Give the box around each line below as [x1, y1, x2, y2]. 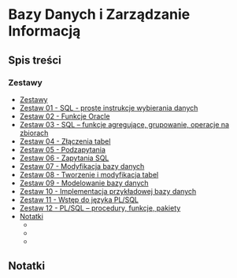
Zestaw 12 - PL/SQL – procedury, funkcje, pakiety [19, 203, 181, 213]
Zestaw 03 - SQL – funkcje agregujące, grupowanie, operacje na [19, 119, 230, 129]
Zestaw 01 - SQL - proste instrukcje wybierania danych [19, 103, 198, 112]
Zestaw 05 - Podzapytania [19, 144, 106, 154]
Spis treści [8, 53, 61, 67]
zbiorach [19, 128, 49, 137]
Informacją [8, 22, 81, 40]
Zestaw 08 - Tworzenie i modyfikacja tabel [19, 170, 159, 179]
